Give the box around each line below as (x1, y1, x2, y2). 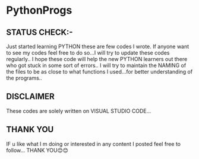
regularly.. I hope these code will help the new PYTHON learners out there (6, 56, 188, 62)
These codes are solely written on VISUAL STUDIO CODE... (6, 107, 151, 115)
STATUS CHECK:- (6, 27, 73, 37)
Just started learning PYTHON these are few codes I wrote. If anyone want (6, 43, 189, 50)
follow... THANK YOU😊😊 (6, 147, 68, 154)
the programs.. (6, 75, 43, 81)
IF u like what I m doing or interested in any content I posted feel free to (6, 140, 181, 147)
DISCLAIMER (6, 91, 55, 101)
